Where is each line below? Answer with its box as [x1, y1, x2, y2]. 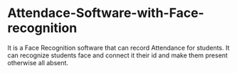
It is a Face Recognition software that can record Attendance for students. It [7, 43, 230, 52]
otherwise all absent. [7, 58, 69, 67]
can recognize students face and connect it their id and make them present [7, 51, 228, 60]
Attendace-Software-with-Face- [7, 5, 204, 21]
